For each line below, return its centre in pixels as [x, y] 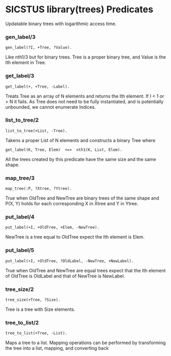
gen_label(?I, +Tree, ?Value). [39, 48]
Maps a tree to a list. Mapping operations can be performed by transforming [85, 343]
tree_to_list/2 [22, 323]
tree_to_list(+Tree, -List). [36, 333]
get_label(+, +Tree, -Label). [38, 86]
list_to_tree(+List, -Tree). [36, 131]
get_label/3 [20, 76]
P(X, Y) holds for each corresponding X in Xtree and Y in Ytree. [72, 204]
